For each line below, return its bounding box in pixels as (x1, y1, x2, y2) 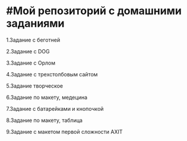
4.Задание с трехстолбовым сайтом (6, 70, 98, 78)
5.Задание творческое (6, 82, 64, 89)
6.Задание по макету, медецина (6, 94, 88, 101)
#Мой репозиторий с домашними (6, 4, 182, 18)
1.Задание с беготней (6, 36, 61, 43)
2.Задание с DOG (6, 47, 50, 55)
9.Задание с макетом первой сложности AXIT (6, 128, 123, 135)
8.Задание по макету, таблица (6, 117, 83, 124)
